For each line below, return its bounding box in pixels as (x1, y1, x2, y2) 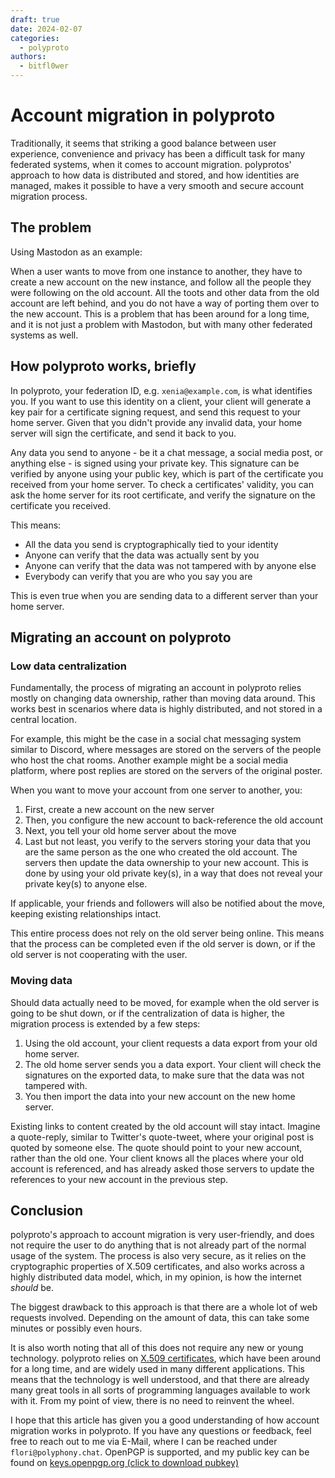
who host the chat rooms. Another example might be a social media (10, 754, 289, 766)
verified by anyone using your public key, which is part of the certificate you (10, 467, 324, 480)
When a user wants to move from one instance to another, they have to (10, 265, 303, 277)
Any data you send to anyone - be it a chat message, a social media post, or (10, 446, 324, 458)
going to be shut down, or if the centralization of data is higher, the (10, 1007, 285, 1019)
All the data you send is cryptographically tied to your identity (24, 538, 279, 550)
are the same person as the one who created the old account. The (24, 846, 298, 858)
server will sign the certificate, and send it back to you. (10, 427, 237, 439)
